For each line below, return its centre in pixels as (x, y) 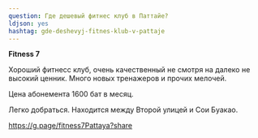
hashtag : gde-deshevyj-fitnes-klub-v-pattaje (86, 31)
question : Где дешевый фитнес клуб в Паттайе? (88, 16)
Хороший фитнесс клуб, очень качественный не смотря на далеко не (129, 70)
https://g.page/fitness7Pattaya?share (71, 126)
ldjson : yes (28, 24)
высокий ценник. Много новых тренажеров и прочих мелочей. (118, 79)
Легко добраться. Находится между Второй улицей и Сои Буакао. (123, 110)
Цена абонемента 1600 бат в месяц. (71, 94)
